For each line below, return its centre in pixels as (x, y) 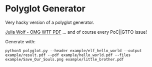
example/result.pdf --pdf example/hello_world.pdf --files (68, 55)
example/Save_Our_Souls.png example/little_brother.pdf (64, 59)
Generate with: (20, 41)
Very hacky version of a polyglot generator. (50, 22)
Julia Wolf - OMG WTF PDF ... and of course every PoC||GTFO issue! (76, 32)
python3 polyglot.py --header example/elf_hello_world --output (73, 51)
